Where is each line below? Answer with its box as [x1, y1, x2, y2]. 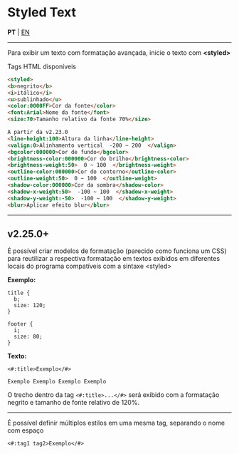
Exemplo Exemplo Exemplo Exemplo [7, 378, 107, 386]
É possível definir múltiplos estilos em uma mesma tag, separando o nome [7, 418, 225, 428]
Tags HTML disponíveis [7, 62, 77, 71]
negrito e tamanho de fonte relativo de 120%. [7, 398, 140, 407]
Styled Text [7, 4, 77, 21]
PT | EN [7, 28, 30, 36]
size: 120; [14, 302, 46, 309]
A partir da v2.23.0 [7, 129, 69, 136]
